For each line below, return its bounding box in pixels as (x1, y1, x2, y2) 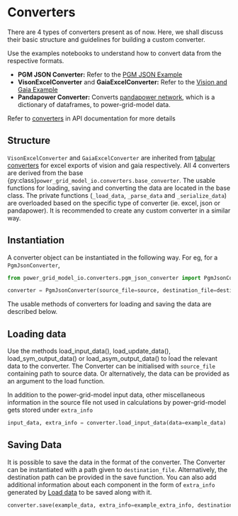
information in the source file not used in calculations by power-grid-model (7, 398, 227, 407)
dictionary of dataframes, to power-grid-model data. (17, 100, 171, 108)
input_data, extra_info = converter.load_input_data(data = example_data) (7, 420, 227, 427)
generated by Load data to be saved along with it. (7, 488, 152, 496)
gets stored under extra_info (7, 405, 93, 415)
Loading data (7, 327, 67, 340)
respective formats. (7, 56, 64, 64)
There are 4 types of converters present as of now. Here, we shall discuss (7, 28, 224, 36)
